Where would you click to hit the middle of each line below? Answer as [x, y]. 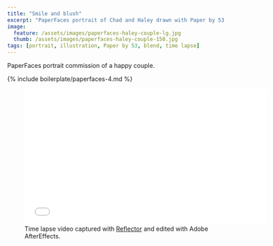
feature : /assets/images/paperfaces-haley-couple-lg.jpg [97, 33]
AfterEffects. [43, 236]
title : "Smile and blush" [44, 14]
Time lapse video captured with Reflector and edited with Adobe [116, 229]
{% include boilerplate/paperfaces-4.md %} [70, 79]
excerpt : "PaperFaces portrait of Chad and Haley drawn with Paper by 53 [116, 20]
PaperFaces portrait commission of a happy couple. [81, 65]
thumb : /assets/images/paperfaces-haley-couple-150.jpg [96, 39]
